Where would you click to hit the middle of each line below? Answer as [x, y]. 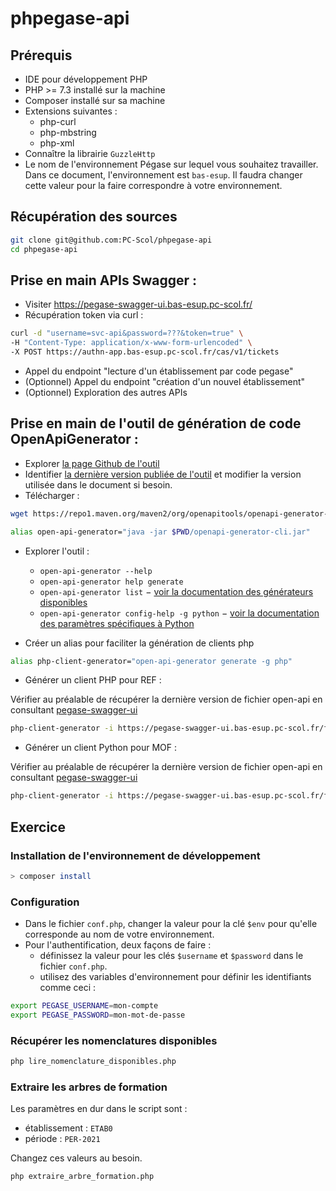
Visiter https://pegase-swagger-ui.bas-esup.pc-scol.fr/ [138, 304]
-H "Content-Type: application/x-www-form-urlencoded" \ [131, 343]
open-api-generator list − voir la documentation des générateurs [176, 591]
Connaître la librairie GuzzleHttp [90, 153]
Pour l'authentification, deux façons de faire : [118, 945]
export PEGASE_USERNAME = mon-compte [84, 1006]
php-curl [58, 121]
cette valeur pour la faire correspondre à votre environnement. [153, 185]
